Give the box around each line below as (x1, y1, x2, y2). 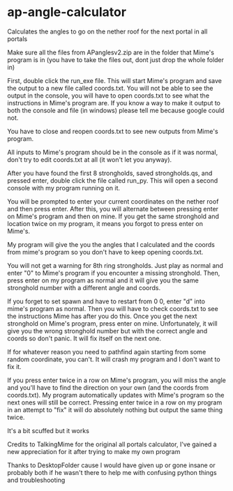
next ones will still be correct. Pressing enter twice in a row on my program (7, 398, 223, 407)
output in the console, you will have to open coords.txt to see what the (7, 91, 210, 100)
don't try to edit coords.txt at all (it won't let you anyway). (7, 155, 172, 164)
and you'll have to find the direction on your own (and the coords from (7, 383, 209, 391)
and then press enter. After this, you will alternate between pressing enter (7, 204, 218, 213)
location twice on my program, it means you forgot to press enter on (7, 219, 204, 227)
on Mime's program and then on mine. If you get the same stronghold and (7, 212, 220, 220)
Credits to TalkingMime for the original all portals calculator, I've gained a (7, 440, 218, 448)
